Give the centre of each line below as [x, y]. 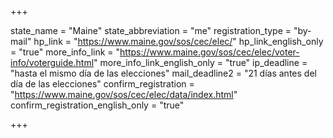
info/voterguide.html [52, 62]
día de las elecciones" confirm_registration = [102, 84]
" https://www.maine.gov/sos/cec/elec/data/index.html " [124, 94]
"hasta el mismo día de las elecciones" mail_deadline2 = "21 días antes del [163, 73]
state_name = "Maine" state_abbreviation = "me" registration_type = [151, 30]
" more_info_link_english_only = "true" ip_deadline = [200, 62]
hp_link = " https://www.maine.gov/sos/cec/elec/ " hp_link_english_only [178, 41]
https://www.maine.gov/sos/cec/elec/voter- [209, 52]
